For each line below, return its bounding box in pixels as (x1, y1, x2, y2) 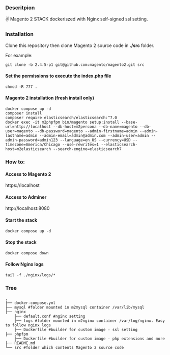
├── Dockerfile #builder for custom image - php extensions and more (14, 336, 165, 341)
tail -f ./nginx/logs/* (5, 272, 56, 277)
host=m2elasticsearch (5, 147, 51, 152)
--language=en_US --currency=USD (60, 137, 131, 143)
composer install (5, 111, 42, 116)
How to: (5, 158, 25, 165)
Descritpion (5, 4, 35, 11)
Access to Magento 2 (5, 171, 51, 177)
